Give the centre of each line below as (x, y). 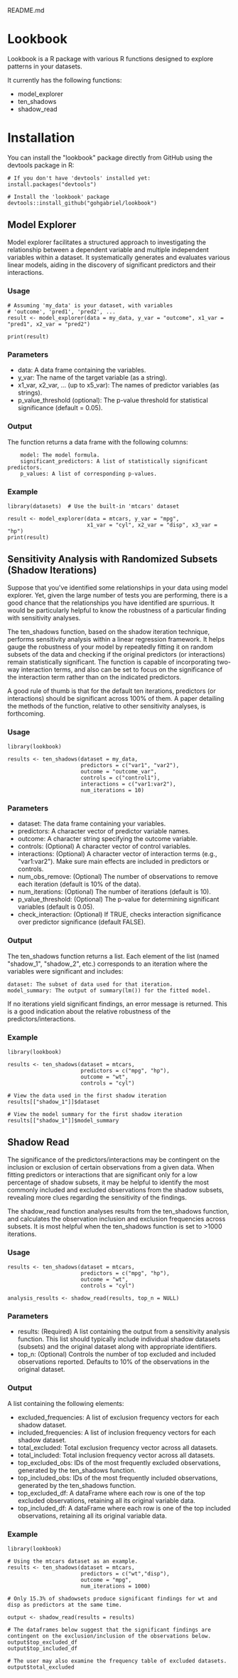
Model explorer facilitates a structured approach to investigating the (107, 242)
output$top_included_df (43, 1648)
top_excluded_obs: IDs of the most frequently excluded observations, (119, 1462)
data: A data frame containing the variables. (82, 370)
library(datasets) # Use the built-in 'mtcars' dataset (93, 506)
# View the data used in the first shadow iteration (87, 1095)
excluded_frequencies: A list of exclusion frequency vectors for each (118, 1417)
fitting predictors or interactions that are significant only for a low (102, 1174)
